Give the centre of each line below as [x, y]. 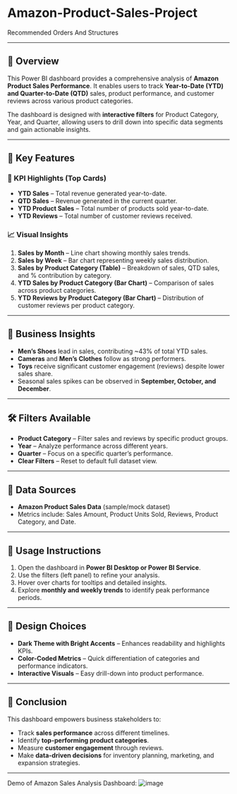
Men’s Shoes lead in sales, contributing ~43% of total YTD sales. [113, 351]
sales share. [35, 373]
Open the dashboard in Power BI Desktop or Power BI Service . [109, 567]
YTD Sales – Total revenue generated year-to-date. [92, 194]
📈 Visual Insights [38, 235]
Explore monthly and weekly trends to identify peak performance [114, 590]
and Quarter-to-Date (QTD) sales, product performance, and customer [111, 93]
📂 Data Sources [42, 490]
